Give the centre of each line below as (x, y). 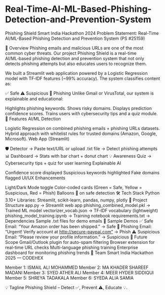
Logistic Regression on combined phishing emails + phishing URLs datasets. (82, 128)
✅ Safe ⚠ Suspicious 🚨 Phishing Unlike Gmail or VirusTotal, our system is (80, 93)
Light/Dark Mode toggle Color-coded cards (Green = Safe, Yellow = (74, 187)
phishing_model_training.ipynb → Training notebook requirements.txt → (78, 216)
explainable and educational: (34, 98)
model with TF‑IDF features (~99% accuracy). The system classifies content (82, 78)
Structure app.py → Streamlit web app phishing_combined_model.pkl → (78, 205)
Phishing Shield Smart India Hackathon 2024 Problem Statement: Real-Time (82, 33)
